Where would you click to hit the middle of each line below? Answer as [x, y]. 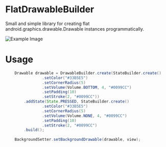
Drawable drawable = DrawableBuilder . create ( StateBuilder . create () [88, 73]
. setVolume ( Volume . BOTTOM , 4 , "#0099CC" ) [87, 87]
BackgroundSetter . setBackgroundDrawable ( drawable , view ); [78, 140]
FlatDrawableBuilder [50, 9]
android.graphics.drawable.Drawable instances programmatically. [75, 29]
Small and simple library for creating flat [47, 23]
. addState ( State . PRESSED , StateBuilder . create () [77, 102]
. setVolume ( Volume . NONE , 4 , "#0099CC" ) [84, 116]
